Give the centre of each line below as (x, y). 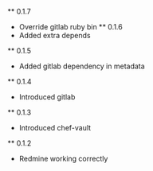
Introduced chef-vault (55, 128)
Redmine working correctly (63, 159)
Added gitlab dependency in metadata (82, 66)
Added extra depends (55, 35)
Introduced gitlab (47, 97)
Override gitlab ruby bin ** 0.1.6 (71, 27)
